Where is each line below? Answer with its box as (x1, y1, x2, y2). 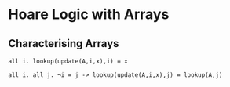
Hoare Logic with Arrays (8, 5, 170, 24)
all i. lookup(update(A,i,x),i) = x (8, 57, 128, 65)
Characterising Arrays (8, 37, 119, 50)
